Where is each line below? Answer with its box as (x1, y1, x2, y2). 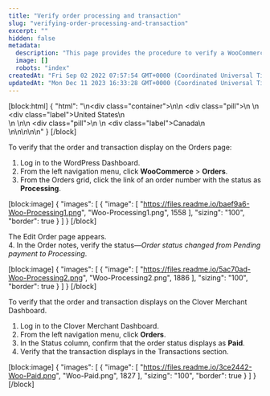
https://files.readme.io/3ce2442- (143, 362, 252, 372)
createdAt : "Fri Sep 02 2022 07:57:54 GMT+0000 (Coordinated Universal (8, 71, 253, 80)
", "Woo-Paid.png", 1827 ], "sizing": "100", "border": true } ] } (55, 370, 257, 380)
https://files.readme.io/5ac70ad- (143, 264, 252, 274)
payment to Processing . (8, 248, 88, 258)
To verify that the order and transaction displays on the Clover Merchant (8, 296, 247, 306)
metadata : (8, 42, 42, 50)
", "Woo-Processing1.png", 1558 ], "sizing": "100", (81, 207, 245, 217)
